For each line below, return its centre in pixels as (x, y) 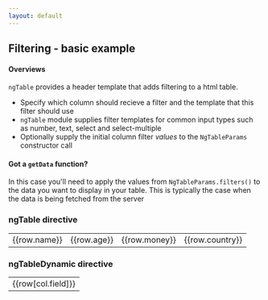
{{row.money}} (149, 240)
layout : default (35, 16)
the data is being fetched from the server (76, 199)
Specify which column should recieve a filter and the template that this (137, 102)
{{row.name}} (37, 240)
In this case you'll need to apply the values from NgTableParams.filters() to (134, 181)
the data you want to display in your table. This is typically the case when (130, 190)
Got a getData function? (48, 164)
